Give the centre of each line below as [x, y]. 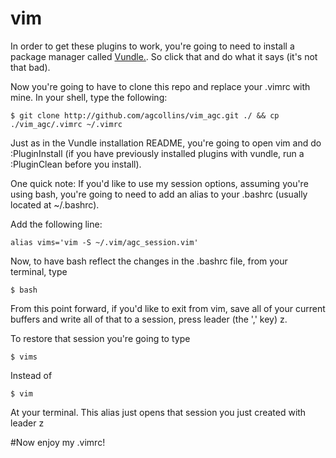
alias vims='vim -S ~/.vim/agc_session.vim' [104, 242]
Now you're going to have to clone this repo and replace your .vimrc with [160, 86]
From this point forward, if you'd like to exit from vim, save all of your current [168, 308]
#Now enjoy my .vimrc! [58, 442]
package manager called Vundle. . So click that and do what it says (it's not [164, 56]
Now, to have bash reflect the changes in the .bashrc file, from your [149, 261]
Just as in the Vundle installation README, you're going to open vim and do [166, 143]
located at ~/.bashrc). [55, 204]
